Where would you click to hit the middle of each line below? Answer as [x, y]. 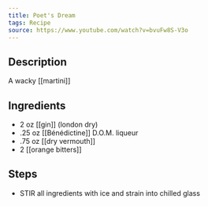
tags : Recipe [30, 23]
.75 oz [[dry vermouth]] [58, 141]
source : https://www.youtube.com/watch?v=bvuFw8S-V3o [98, 30]
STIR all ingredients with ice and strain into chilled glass [110, 193]
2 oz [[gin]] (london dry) [59, 124]
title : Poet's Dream [42, 15]
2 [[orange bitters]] [50, 149]
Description [37, 62]
